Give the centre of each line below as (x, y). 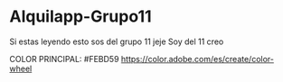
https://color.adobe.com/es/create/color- (197, 59)
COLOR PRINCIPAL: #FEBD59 (64, 59)
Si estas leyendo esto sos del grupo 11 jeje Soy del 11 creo (117, 41)
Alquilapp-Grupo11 (80, 17)
